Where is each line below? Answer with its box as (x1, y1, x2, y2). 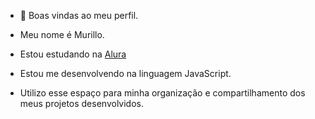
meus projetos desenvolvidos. (19, 98, 144, 109)
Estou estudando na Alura (19, 48, 127, 60)
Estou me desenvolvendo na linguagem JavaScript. (19, 68, 232, 79)
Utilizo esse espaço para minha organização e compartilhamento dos (19, 87, 306, 99)
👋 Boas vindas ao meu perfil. (19, 10, 139, 21)
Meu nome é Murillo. (19, 29, 105, 40)
